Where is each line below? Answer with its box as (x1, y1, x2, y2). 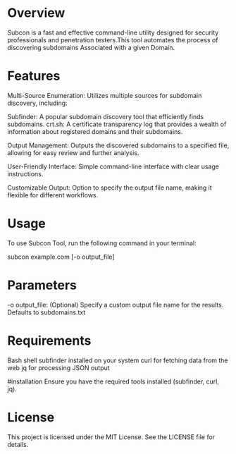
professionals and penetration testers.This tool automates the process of (7, 35, 218, 44)
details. (7, 440, 29, 448)
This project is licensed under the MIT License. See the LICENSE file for (7, 432, 216, 441)
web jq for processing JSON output (7, 363, 111, 372)
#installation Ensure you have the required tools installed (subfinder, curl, (7, 377, 220, 386)
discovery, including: (7, 99, 68, 107)
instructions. (7, 169, 44, 178)
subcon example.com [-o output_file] (7, 252, 115, 261)
